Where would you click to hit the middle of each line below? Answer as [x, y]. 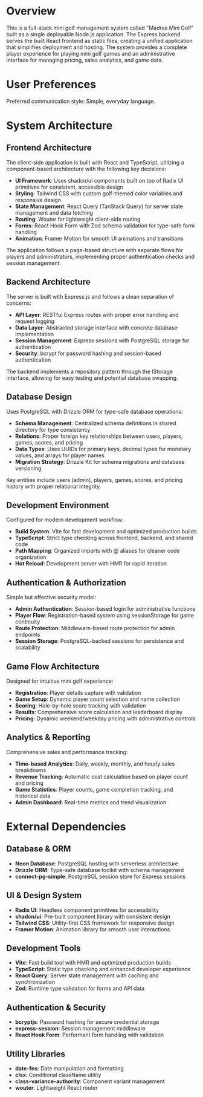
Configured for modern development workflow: [65, 520]
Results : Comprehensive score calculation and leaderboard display [99, 712]
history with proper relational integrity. [54, 486]
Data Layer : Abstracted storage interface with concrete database [96, 327]
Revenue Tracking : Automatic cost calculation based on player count [101, 776]
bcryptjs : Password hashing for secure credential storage [87, 1022]
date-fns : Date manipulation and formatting [69, 1068]
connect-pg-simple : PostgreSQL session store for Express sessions [100, 876]
